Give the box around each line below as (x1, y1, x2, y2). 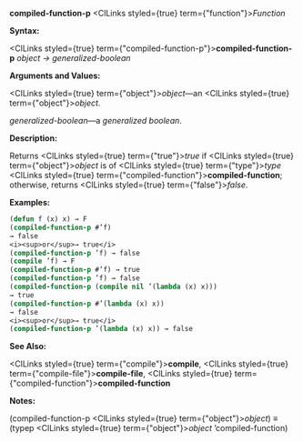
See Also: (9, 341, 47, 352)
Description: (9, 133, 57, 144)
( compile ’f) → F (9, 256, 76, 266)
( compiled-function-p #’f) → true (9, 266, 141, 275)
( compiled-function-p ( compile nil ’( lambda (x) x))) (9, 282, 218, 291)
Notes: (9, 396, 36, 407)
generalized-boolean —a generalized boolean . (9, 116, 182, 126)
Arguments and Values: (9, 70, 101, 81)
